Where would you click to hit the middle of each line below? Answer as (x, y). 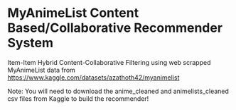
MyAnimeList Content (73, 13)
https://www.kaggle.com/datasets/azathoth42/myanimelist (93, 77)
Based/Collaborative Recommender (115, 28)
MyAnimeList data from (42, 70)
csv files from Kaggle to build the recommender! (78, 98)
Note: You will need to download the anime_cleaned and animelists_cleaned (118, 91)
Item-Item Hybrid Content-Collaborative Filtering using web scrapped (109, 62)
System (31, 43)
